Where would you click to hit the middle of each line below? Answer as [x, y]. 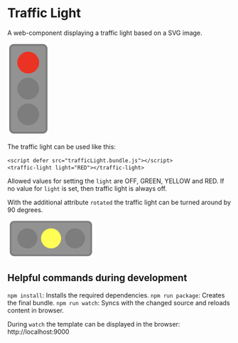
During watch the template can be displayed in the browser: [94, 324]
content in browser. [36, 310]
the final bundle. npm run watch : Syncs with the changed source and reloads [119, 302]
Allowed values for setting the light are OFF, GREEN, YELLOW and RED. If [116, 181]
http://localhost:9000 [38, 332]
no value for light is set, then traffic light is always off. [87, 188]
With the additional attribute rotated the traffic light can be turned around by [119, 202]
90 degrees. [25, 210]
